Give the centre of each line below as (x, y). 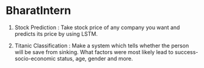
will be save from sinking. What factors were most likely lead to (94, 52)
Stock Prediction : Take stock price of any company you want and (97, 27)
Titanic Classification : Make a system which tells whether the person (102, 46)
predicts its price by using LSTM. (56, 33)
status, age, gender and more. (95, 58)
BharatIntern (38, 11)
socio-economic (35, 58)
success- (186, 52)
